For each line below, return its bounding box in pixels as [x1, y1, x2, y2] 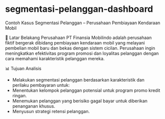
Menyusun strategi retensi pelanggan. [12, 108, 90, 114]
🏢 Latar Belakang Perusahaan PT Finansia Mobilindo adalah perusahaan [5, 35, 152, 40]
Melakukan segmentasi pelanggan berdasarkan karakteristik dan [12, 77, 145, 82]
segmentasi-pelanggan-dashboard [5, 3, 154, 15]
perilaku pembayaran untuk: [12, 82, 70, 88]
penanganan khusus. [12, 103, 55, 109]
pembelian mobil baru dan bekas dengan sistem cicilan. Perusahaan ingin [5, 45, 155, 51]
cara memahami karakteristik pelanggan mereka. [5, 55, 105, 61]
